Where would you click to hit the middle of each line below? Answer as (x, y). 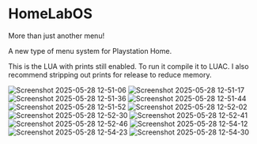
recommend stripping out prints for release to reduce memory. (110, 74)
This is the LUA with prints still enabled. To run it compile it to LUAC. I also (128, 66)
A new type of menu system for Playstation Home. (90, 51)
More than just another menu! (57, 36)
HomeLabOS (50, 14)
